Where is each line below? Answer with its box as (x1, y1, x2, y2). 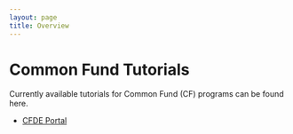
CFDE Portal (21, 115, 67, 126)
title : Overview (9, 21, 69, 30)
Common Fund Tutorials (9, 59, 190, 80)
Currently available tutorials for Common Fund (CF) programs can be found (9, 89, 284, 99)
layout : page (9, 12, 58, 22)
